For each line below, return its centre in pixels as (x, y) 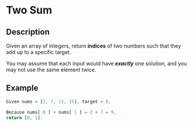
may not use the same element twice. (51, 70)
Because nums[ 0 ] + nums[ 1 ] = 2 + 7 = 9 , (61, 112)
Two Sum (29, 10)
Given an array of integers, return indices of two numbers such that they (94, 46)
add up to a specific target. (39, 52)
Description (28, 32)
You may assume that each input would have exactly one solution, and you (96, 63)
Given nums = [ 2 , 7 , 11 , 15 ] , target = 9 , (58, 101)
